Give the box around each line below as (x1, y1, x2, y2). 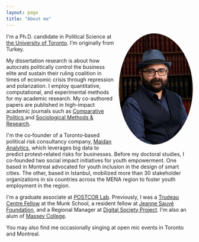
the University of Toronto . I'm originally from (6, 39, 114, 46)
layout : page (6, 9, 38, 15)
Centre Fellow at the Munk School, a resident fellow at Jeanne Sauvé (6, 199, 174, 207)
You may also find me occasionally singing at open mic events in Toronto (6, 224, 184, 231)
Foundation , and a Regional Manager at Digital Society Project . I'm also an (6, 206, 187, 213)
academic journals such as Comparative (6, 107, 104, 114)
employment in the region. (6, 181, 70, 189)
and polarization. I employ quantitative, (6, 82, 101, 89)
